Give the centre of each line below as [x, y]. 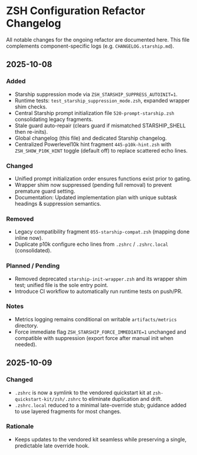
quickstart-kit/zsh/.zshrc [48, 399]
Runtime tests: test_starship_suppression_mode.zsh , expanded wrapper [102, 100]
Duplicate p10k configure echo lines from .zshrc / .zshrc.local [91, 244]
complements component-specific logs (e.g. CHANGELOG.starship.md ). [90, 46]
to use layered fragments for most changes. [68, 411]
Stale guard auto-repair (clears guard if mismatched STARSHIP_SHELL [100, 126]
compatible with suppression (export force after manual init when [94, 338]
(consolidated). [33, 250]
